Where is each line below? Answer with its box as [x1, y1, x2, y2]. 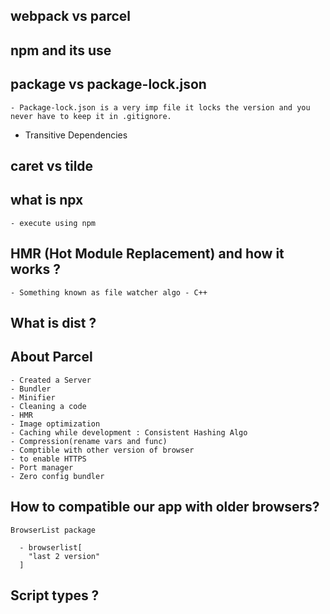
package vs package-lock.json [10, 76, 207, 93]
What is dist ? [10, 315, 97, 331]
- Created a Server [10, 375, 92, 385]
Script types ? [10, 587, 100, 604]
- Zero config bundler [10, 471, 105, 481]
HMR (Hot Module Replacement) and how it [10, 245, 285, 263]
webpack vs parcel [10, 8, 132, 25]
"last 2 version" [28, 551, 101, 561]
